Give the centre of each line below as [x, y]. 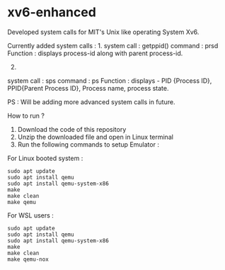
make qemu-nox [28, 259]
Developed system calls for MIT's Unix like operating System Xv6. [103, 32]
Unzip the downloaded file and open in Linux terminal [95, 137]
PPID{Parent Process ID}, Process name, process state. [88, 88]
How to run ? [26, 116]
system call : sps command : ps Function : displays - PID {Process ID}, [110, 80]
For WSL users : [31, 215]
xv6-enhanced [52, 12]
